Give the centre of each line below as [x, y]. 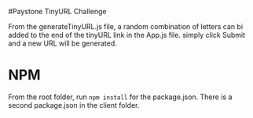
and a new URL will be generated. [63, 43]
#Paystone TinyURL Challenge [57, 11]
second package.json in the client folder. [74, 105]
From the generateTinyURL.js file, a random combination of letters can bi [126, 26]
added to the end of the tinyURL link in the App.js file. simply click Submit [127, 35]
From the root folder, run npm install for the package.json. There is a [120, 97]
